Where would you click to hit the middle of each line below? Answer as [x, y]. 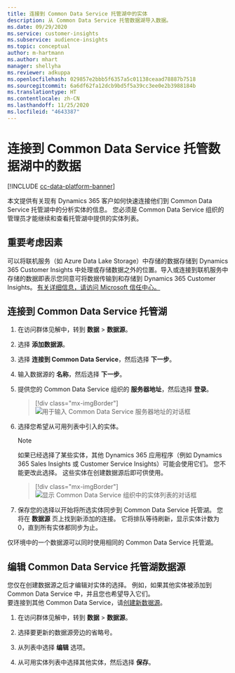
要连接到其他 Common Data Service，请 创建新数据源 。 [87, 603]
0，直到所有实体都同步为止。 [59, 528]
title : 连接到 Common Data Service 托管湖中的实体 [78, 14]
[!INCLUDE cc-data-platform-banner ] [61, 186]
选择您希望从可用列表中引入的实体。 [70, 426]
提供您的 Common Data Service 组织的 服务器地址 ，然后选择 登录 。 [115, 389]
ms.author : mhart [33, 60]
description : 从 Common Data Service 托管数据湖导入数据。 [89, 20]
